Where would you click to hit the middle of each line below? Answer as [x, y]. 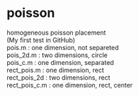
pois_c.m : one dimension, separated [60, 62]
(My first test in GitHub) [41, 40]
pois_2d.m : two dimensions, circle [57, 55]
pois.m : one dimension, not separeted [63, 47]
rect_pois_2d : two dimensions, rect [59, 77]
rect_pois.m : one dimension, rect [55, 70]
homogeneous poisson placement [56, 32]
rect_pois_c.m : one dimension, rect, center [69, 85]
